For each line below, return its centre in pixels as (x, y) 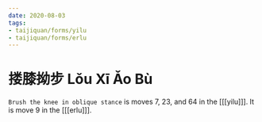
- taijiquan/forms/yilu (48, 30)
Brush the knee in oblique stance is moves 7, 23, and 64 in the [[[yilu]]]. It (131, 102)
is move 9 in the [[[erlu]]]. (50, 110)
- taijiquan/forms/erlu (48, 38)
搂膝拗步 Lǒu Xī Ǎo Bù (81, 79)
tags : (17, 23)
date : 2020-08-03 (37, 15)
